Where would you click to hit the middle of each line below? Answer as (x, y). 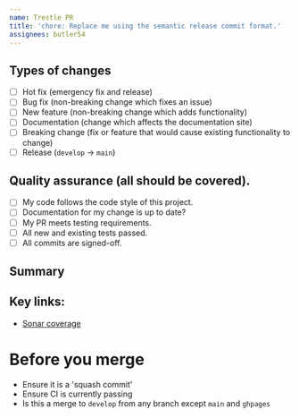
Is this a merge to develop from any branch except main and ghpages (146, 403)
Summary (37, 272)
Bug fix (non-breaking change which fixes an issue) (117, 102)
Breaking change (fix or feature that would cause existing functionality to (156, 132)
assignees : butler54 (48, 34)
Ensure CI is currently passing (77, 394)
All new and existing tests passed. (85, 233)
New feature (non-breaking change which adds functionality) (135, 112)
